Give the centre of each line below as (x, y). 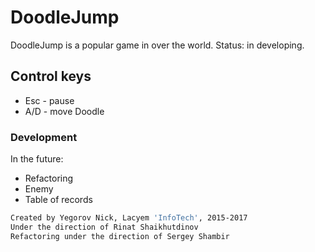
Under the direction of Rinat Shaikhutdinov (104, 227)
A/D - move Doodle (64, 111)
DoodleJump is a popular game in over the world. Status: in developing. (157, 45)
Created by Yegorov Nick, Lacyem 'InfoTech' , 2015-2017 (129, 218)
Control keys (51, 76)
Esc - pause (49, 100)
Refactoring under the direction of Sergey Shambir (120, 236)
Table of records (58, 200)
